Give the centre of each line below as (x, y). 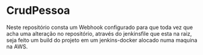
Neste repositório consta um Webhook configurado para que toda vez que (100, 27)
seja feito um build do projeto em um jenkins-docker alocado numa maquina (102, 40)
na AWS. (17, 47)
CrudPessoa (38, 11)
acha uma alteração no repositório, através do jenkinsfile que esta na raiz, (99, 33)
